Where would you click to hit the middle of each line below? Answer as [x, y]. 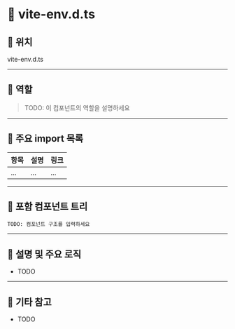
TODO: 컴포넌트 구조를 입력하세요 [49, 224]
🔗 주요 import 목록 [45, 139]
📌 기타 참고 [30, 302]
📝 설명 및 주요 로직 [44, 254]
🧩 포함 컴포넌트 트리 [48, 207]
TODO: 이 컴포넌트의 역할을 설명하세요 [77, 107]
